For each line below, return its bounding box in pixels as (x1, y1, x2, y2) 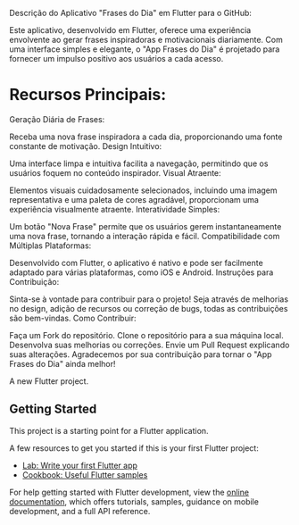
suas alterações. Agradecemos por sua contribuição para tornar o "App (9, 348, 272, 360)
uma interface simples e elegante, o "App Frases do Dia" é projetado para (9, 44, 280, 54)
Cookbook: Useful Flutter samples (21, 469, 148, 480)
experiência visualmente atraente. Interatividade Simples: (9, 204, 220, 214)
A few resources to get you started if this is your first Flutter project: (9, 442, 259, 454)
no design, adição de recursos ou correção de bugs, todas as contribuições (9, 303, 288, 313)
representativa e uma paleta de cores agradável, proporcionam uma (9, 194, 259, 204)
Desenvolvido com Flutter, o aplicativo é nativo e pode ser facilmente (9, 257, 263, 268)
